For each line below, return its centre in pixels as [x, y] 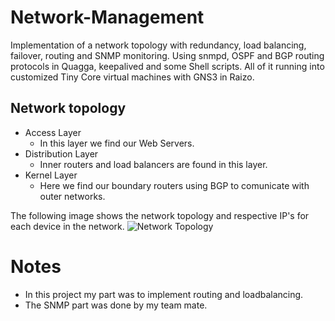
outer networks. [72, 196]
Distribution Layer [61, 153]
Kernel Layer [51, 175]
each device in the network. [67, 226]
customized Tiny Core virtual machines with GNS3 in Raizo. [132, 77]
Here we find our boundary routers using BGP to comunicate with [174, 185]
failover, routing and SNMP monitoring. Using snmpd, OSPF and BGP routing [167, 55]
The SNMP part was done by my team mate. [116, 305]
